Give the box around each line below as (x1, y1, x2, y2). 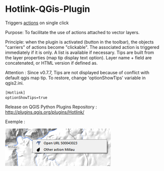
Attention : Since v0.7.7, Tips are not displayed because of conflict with (5, 69, 150, 75)
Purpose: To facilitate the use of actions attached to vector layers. (5, 29, 140, 35)
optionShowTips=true (5, 95, 48, 100)
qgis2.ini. (5, 80, 24, 86)
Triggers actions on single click (5, 20, 69, 26)
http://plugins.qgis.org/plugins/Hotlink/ (5, 109, 85, 115)
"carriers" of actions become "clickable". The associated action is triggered (5, 44, 160, 50)
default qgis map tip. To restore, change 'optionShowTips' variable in (5, 75, 146, 81)
